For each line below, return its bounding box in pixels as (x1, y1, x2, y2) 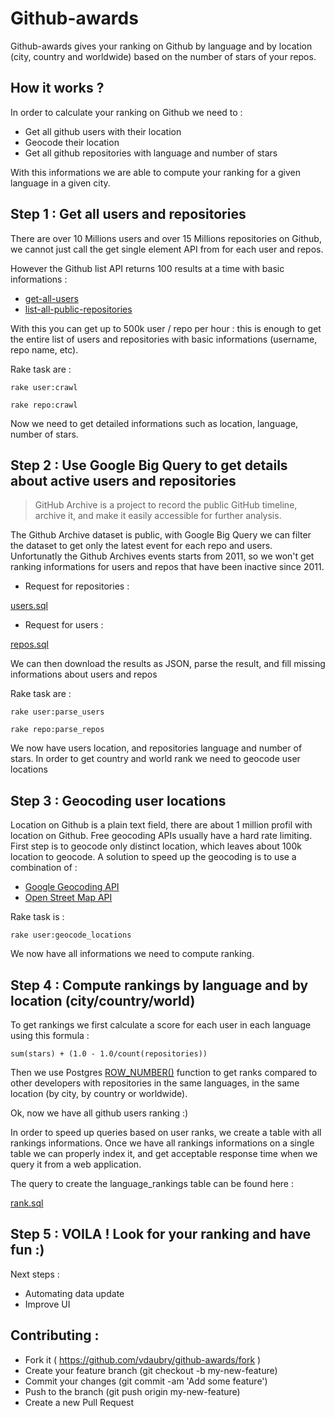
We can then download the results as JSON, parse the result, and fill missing (10, 658, 326, 670)
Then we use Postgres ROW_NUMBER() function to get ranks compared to (10, 1067, 318, 1078)
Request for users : (24, 619, 104, 631)
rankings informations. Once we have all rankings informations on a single (10, 1137, 315, 1149)
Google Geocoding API (24, 881, 120, 893)
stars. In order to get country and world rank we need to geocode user (10, 753, 301, 765)
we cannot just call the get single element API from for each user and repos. (10, 243, 324, 255)
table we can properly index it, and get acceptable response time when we (10, 1148, 318, 1159)
